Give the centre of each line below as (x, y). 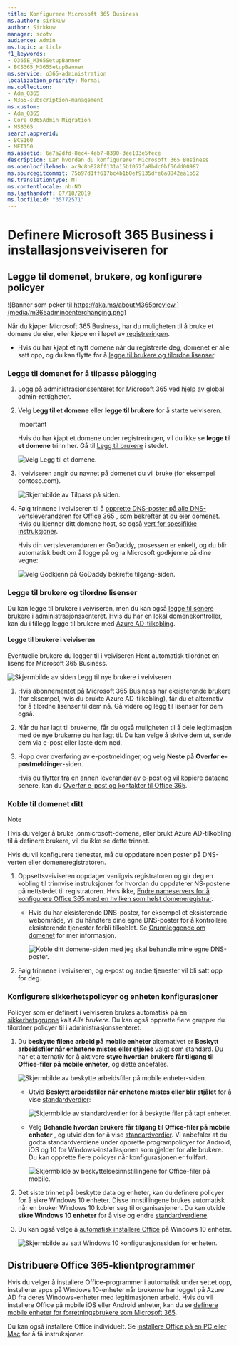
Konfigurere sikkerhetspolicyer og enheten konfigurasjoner (113, 997)
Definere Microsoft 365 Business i (111, 235)
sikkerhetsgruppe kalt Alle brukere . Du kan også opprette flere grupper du (116, 1020)
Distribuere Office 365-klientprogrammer (101, 1265)
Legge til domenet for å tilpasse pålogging (82, 374)
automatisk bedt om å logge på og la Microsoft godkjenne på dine (115, 553)
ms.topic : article (35, 47)
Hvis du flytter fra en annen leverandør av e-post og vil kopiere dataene (123, 778)
